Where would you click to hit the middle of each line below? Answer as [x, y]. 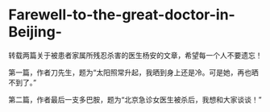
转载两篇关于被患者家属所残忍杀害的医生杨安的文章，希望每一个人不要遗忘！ [135, 55]
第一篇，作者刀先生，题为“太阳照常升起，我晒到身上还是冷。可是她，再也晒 [134, 72]
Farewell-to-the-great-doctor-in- [122, 15]
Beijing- [35, 32]
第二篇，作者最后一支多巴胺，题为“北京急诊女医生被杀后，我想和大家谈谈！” [135, 99]
